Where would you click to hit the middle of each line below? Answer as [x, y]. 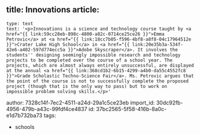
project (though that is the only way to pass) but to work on [87, 86]
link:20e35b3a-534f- [158, 44]
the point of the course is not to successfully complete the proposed [97, 81]
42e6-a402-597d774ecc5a [36, 50]
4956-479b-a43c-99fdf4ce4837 [47, 109]
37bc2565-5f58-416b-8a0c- [131, 109]
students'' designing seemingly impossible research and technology [93, 55]
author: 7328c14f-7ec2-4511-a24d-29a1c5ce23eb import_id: [81, 102]
